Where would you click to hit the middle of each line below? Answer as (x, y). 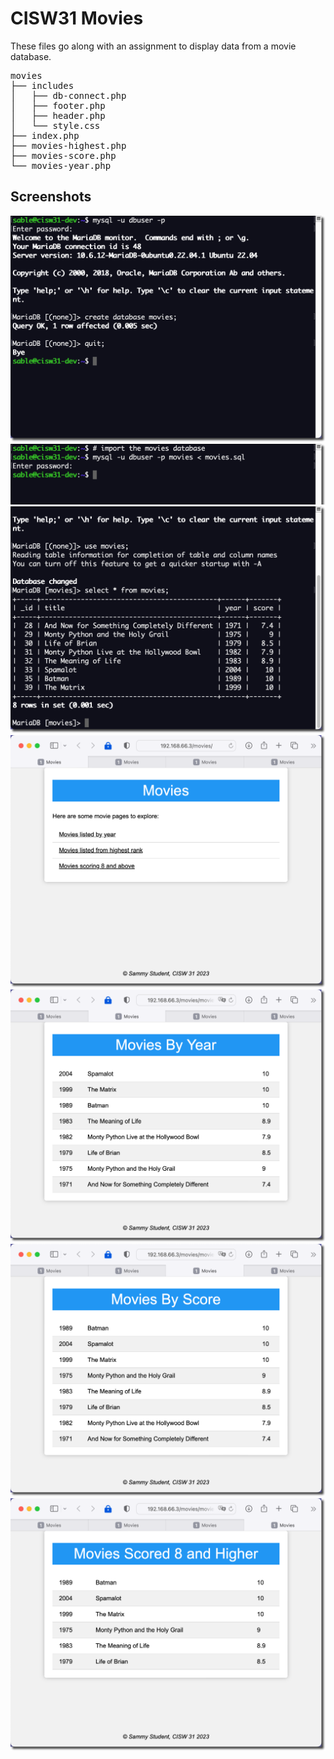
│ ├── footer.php (58, 105)
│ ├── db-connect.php (68, 95)
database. (31, 56)
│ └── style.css (55, 125)
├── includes (42, 85)
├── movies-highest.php (68, 145)
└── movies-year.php (61, 165)
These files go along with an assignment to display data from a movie (153, 46)
